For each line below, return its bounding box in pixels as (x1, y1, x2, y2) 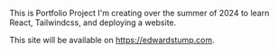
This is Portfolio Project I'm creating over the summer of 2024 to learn (9, 8, 270, 18)
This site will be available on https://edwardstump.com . (9, 35, 215, 45)
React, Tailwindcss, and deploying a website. (9, 17, 177, 28)
